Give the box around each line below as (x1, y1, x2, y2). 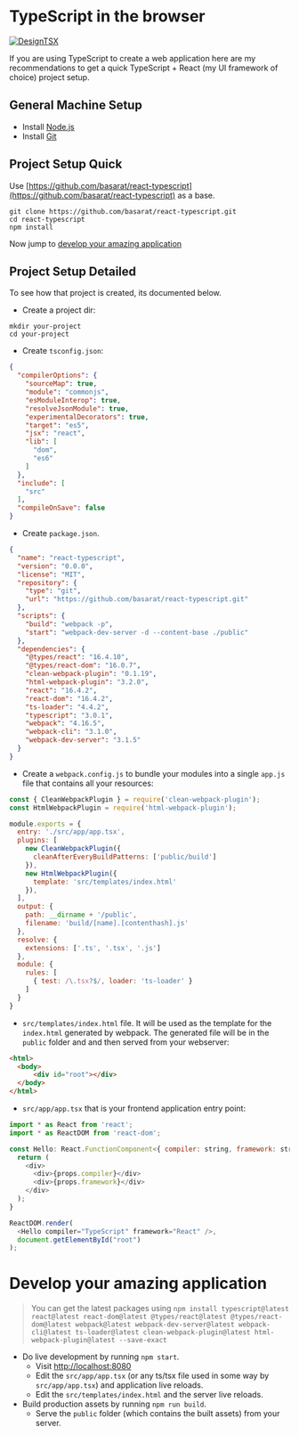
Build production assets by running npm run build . (21, 1398, 207, 1409)
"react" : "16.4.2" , (25, 686, 98, 695)
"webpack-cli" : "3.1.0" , (25, 728, 117, 737)
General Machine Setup (9, 98, 142, 113)
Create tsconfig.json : (21, 346, 104, 356)
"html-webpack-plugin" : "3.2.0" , (25, 678, 149, 687)
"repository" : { (17, 578, 77, 587)
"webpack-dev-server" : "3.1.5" (25, 736, 141, 745)
